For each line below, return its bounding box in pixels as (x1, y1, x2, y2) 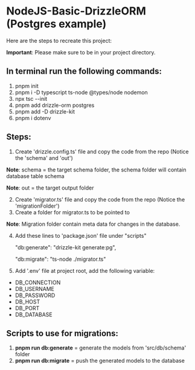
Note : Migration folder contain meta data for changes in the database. (6, 220, 181, 228)
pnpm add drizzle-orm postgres (14, 101, 95, 109)
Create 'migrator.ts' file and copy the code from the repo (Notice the (14, 196, 185, 203)
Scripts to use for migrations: (6, 328, 119, 339)
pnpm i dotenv (14, 114, 51, 121)
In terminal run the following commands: (6, 66, 162, 77)
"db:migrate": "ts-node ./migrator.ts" (14, 255, 106, 263)
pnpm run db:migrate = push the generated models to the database (14, 357, 185, 365)
